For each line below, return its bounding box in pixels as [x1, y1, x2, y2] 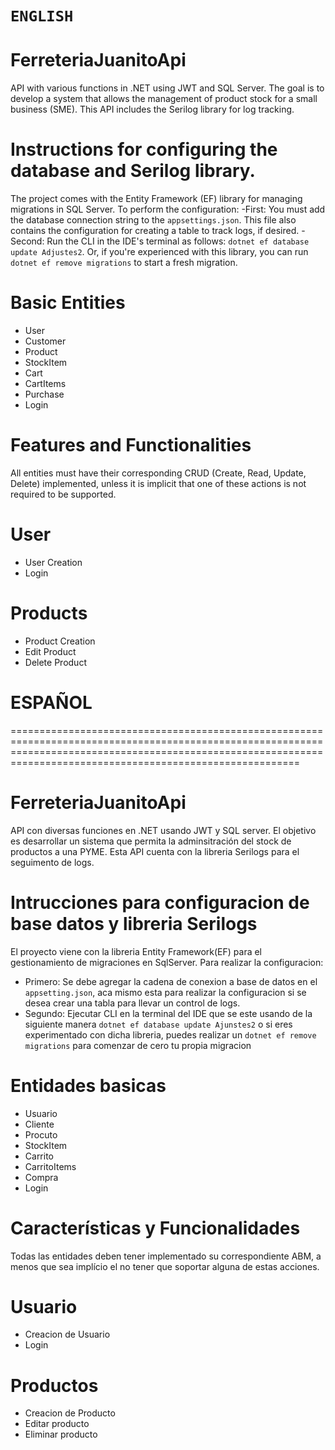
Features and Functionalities [10, 434, 252, 457]
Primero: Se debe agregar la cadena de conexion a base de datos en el [24, 975, 318, 987]
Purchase [24, 388, 65, 400]
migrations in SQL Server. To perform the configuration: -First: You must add [10, 203, 326, 216]
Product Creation [24, 635, 96, 647]
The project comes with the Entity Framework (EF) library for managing [10, 193, 303, 205]
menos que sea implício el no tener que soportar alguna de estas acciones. [10, 1260, 320, 1272]
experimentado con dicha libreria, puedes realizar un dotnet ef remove [24, 1028, 317, 1041]
